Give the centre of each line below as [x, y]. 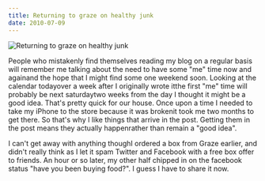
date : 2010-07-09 [37, 23]
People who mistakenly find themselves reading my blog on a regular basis [131, 61]
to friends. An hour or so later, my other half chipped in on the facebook [125, 160]
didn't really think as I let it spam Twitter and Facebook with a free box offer [131, 152]
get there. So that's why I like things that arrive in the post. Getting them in [129, 119]
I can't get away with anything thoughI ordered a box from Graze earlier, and [133, 143]
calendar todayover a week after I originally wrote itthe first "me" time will [128, 86]
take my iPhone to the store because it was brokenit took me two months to [131, 111]
